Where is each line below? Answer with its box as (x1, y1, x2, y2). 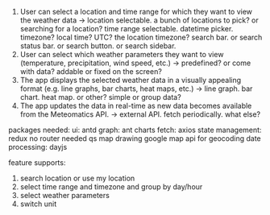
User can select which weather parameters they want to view (19, 50, 224, 59)
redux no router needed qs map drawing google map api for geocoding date (8, 134, 262, 143)
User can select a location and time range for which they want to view (19, 7, 252, 16)
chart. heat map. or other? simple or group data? (19, 93, 181, 101)
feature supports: (8, 158, 66, 167)
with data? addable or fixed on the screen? (19, 67, 163, 76)
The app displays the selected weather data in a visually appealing (19, 76, 242, 85)
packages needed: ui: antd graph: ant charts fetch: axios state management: (8, 125, 262, 134)
